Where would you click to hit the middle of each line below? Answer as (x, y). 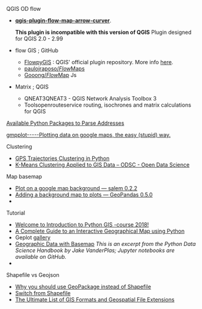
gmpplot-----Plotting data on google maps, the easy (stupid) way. (89, 135)
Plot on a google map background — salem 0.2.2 (76, 188)
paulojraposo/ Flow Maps (54, 68)
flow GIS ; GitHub (37, 50)
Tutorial (16, 213)
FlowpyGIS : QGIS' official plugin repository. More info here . (99, 62)
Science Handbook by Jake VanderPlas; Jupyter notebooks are (95, 250)
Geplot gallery (33, 238)
